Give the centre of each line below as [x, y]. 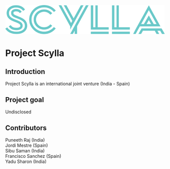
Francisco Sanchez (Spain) [33, 156]
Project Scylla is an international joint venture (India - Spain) [68, 84]
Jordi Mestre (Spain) [27, 145]
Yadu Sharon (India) [26, 161]
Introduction [25, 72]
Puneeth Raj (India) [25, 140]
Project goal [25, 99]
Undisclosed [18, 112]
